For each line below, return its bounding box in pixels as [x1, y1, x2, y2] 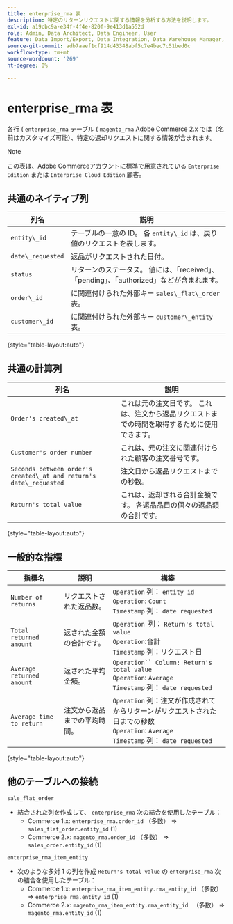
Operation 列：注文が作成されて [112, 696, 216, 705]
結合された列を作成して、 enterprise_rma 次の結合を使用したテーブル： [17, 808, 222, 816]
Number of [10, 593, 43, 601]
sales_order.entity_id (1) [27, 840, 102, 849]
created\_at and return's [10, 472, 96, 480]
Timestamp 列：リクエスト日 [112, 647, 202, 657]
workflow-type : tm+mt [7, 49, 70, 56]
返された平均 [63, 666, 106, 675]
